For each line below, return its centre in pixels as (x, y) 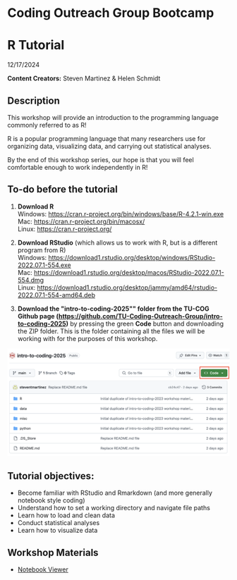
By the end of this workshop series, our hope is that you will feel (101, 159)
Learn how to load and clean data (66, 515)
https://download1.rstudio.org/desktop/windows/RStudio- (132, 257)
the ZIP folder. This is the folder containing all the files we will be (111, 331)
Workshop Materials (53, 552)
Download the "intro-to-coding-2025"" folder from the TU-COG (113, 309)
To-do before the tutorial (62, 189)
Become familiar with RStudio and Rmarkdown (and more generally (115, 493)
